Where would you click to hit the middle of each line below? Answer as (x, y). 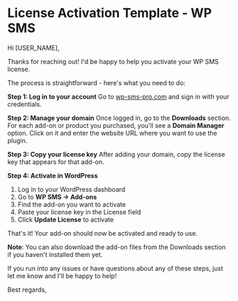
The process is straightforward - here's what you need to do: (97, 82)
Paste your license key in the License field (79, 212)
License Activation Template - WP (109, 13)
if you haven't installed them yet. (55, 254)
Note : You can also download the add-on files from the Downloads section (117, 247)
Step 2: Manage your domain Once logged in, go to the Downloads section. (119, 118)
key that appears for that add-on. (56, 162)
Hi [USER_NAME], (33, 48)
